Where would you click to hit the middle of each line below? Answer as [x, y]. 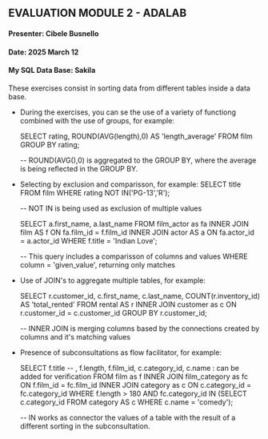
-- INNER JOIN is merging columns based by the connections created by [140, 328]
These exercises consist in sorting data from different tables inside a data [129, 88]
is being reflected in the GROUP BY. [79, 168]
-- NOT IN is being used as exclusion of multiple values [111, 208]
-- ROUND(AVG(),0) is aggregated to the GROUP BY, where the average [138, 160]
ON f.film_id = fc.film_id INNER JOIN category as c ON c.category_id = [136, 385]
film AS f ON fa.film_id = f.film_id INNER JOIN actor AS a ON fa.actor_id [137, 232]
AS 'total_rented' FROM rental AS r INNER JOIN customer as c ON [128, 304]
